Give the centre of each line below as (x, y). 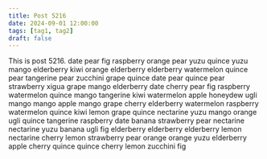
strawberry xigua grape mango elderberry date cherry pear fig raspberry (129, 87)
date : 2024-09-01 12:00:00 (53, 23)
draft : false (30, 38)
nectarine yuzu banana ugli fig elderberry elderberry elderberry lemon (125, 129)
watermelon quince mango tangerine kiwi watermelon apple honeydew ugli (133, 95)
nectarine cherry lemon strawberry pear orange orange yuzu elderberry (128, 138)
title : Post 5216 (37, 16)
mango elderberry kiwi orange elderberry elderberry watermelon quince (128, 70)
